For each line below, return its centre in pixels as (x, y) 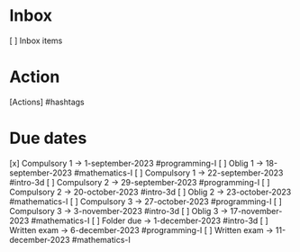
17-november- (256, 211)
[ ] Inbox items (36, 40)
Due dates (48, 138)
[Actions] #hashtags (47, 102)
